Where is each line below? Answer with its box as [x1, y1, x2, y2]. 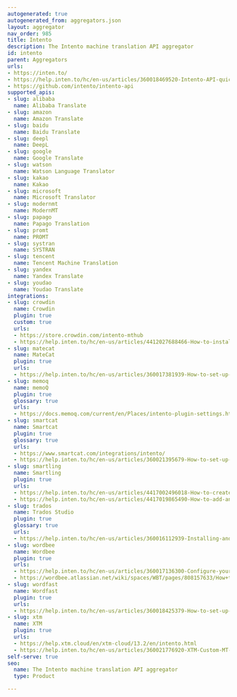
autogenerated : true [7, 10, 68, 18]
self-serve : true [7, 653, 59, 660]
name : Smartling [13, 470, 61, 477]
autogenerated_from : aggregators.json [7, 17, 121, 24]
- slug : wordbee [7, 541, 55, 549]
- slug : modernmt [7, 200, 59, 208]
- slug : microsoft [7, 188, 61, 195]
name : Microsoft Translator [13, 194, 97, 201]
